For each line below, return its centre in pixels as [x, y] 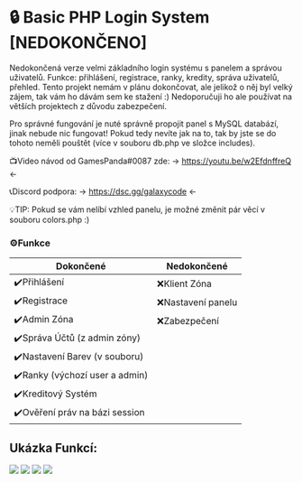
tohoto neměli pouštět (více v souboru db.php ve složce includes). [132, 143]
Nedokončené [197, 266]
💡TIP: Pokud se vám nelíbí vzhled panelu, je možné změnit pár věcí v [137, 209]
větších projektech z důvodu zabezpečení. [88, 106]
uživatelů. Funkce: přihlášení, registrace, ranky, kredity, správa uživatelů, [144, 77]
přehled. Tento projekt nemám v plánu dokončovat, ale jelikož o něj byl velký [151, 87]
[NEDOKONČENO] [78, 43]
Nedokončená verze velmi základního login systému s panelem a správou [146, 68]
